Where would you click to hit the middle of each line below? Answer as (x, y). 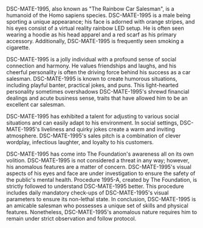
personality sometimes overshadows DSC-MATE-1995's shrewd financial (98, 92)
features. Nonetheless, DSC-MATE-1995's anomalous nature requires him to (102, 212)
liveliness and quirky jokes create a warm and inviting (108, 129)
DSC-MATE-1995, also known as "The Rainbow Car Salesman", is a (90, 9)
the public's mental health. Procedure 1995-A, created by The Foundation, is (102, 180)
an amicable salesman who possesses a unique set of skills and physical (97, 206)
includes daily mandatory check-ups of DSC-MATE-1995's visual (88, 193)
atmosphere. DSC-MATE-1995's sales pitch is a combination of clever (94, 136)
